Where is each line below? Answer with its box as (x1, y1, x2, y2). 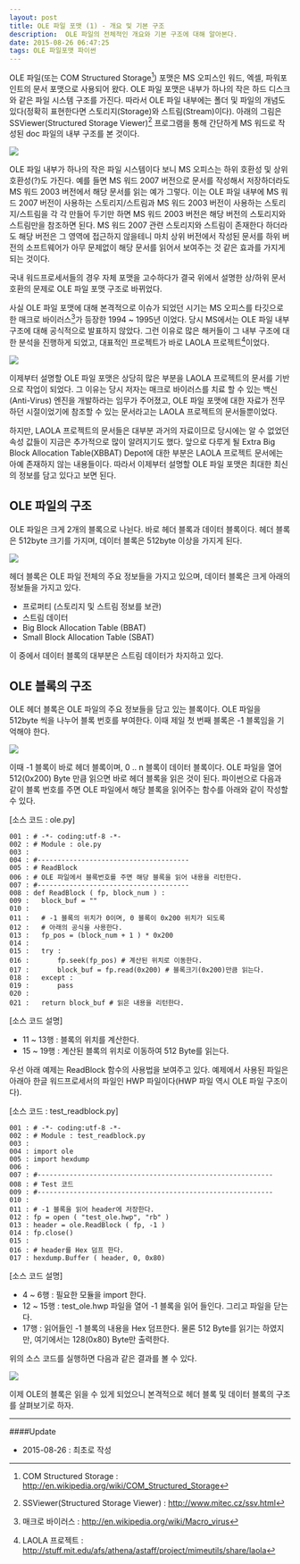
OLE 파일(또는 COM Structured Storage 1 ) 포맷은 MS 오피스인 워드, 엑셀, (9, 71, 264, 83)
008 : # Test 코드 (9, 1180, 74, 1189)
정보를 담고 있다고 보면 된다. (18, 470, 117, 481)
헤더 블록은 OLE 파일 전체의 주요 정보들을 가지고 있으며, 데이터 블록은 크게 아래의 (9, 571, 291, 581)
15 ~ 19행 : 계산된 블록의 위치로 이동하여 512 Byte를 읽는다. (21, 1046, 229, 1057)
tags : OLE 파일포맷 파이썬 (9, 46, 96, 55)
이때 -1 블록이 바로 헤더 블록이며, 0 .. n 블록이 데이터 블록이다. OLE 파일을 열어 (9, 762, 283, 773)
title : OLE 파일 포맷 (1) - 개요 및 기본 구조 (9, 21, 165, 30)
